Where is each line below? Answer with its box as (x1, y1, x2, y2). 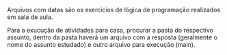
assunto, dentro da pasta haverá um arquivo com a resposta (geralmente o (7, 33, 217, 41)
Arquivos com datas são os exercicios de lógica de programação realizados (7, 6, 221, 14)
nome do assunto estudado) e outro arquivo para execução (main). (7, 41, 196, 48)
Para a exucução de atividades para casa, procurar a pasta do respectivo (7, 26, 214, 34)
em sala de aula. (7, 13, 53, 21)
